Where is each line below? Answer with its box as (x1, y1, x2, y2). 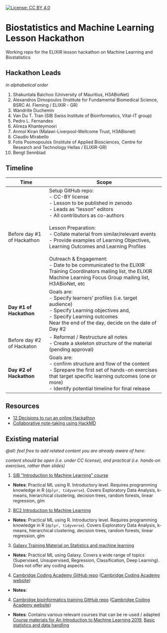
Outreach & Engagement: (49, 255, 108, 262)
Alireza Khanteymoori (12, 123, 57, 129)
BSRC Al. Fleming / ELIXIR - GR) (12, 102, 78, 108)
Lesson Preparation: (49, 224, 96, 231)
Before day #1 (8, 230, 42, 237)
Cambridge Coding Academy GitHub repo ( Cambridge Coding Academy (12, 572, 160, 578)
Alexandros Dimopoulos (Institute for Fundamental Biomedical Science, (12, 97, 158, 103)
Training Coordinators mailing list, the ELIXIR (49, 268, 153, 275)
